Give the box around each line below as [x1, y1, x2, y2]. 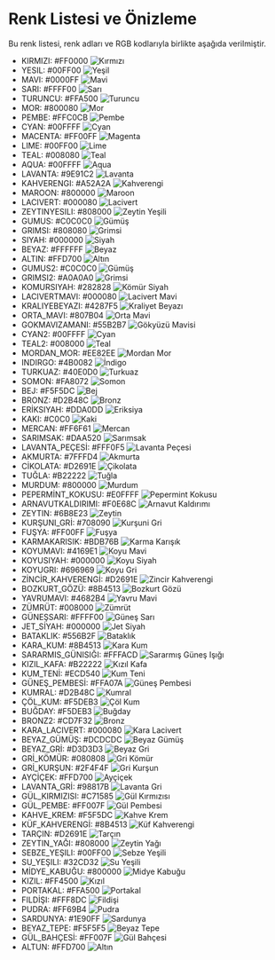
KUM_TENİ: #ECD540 [20, 668, 101, 679]
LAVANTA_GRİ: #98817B [20, 781, 110, 791]
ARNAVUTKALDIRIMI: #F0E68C [20, 498, 137, 509]
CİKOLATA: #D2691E [20, 460, 97, 471]
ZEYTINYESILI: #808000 [20, 206, 112, 216]
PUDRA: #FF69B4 [20, 903, 87, 914]
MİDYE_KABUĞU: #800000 [20, 866, 122, 877]
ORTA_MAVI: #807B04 [20, 310, 104, 320]
